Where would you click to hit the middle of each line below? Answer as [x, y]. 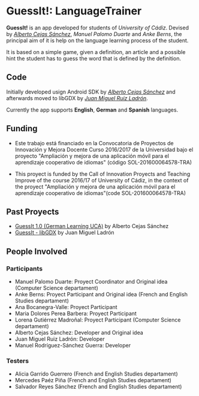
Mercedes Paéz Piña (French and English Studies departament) [93, 380]
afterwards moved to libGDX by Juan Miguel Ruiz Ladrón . [77, 98]
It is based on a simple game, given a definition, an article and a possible [96, 52]
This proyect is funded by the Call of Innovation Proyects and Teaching [102, 174]
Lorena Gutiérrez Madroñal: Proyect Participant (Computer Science [98, 320]
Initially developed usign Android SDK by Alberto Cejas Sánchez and [91, 92]
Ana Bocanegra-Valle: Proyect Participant [66, 307]
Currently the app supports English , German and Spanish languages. [92, 110]
